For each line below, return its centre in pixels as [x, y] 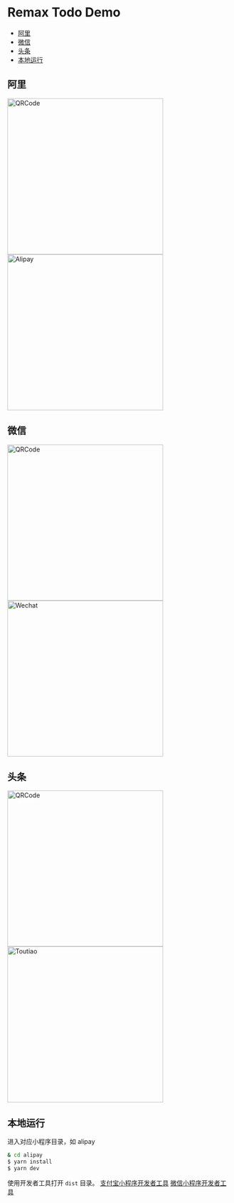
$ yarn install [30, 1162]
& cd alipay [25, 1155]
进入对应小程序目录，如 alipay [51, 1142]
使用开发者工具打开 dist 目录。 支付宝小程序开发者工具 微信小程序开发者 [114, 1183]
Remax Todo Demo [64, 12]
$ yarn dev [23, 1168]
